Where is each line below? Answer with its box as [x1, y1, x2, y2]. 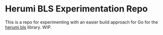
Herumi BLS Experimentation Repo [5, 3, 148, 14]
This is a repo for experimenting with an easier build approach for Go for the [5, 19, 158, 25]
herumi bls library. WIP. [5, 24, 52, 30]
